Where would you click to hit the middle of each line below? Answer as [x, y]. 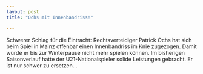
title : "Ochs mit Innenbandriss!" [50, 17]
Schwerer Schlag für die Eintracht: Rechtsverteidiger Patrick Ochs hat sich [99, 40]
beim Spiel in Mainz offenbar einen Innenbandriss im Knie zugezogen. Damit [101, 46]
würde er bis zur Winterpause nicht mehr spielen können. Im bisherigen [96, 52]
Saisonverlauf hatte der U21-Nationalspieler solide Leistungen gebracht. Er [99, 59]
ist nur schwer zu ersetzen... [42, 65]
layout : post [23, 12]
